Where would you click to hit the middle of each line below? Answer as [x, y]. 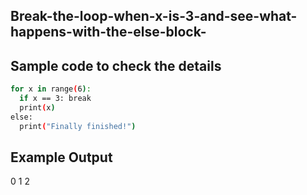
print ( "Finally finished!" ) [78, 126]
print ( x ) [37, 107]
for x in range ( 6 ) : [51, 89]
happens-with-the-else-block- [108, 32]
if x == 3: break [55, 99]
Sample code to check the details [116, 65]
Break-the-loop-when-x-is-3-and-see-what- [154, 16]
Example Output [61, 157]
